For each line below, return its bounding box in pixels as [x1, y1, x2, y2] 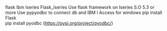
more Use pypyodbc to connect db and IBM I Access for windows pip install [5, 9, 162, 15]
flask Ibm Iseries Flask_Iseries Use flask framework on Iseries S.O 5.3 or [5, 4, 155, 10]
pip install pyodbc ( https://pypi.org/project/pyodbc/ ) [5, 20, 113, 26]
